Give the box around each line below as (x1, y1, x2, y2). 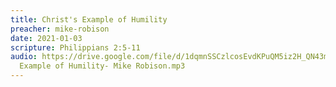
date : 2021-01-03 (10, 33, 83, 43)
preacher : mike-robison (10, 24, 110, 34)
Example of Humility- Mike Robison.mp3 (19, 61, 186, 71)
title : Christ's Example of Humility (10, 14, 168, 25)
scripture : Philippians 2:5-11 (10, 42, 141, 53)
